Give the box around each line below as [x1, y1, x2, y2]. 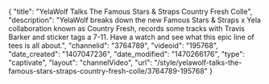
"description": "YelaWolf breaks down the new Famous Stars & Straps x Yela [8, 15, 262, 25]
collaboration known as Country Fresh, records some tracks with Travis [8, 24, 246, 33]
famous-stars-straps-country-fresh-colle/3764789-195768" [8, 66, 208, 75]
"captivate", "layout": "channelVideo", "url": [8, 58, 153, 67]
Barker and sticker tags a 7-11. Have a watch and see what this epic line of [8, 32, 255, 42]
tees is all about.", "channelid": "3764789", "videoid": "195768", [8, 41, 219, 50]
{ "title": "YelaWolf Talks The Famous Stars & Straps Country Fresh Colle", [8, 7, 253, 16]
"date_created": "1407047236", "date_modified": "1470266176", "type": [8, 50, 246, 58]
